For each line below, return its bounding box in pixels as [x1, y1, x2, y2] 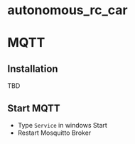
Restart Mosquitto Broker [17, 128, 92, 137]
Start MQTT [7, 102, 60, 114]
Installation [7, 62, 58, 74]
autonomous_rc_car [7, 2, 128, 18]
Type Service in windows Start [17, 121, 108, 129]
